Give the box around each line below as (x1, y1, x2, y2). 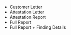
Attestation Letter (9, 9, 44, 15)
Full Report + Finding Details (9, 24, 66, 30)
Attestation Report (9, 14, 46, 20)
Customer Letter (9, 4, 43, 10)
